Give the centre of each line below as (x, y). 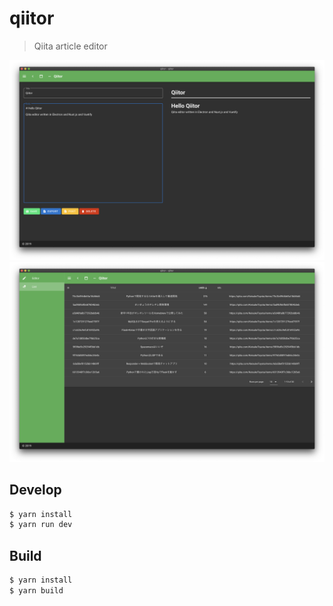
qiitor (32, 18)
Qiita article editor (70, 46)
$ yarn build (36, 591)
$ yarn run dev (41, 525)
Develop (35, 490)
